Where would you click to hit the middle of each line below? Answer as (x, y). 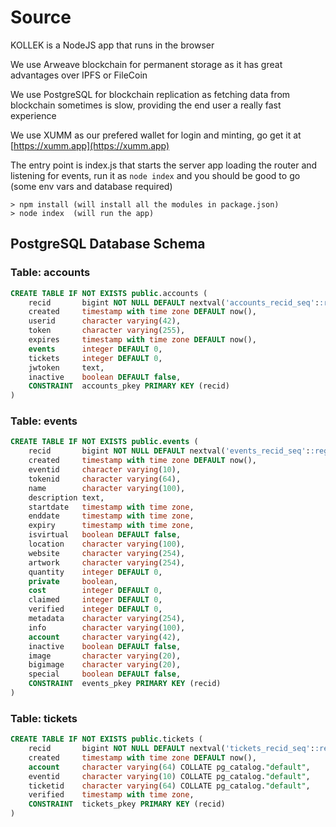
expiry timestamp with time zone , (111, 526)
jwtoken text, (66, 367)
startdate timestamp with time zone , (111, 507)
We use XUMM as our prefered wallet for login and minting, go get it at (156, 135)
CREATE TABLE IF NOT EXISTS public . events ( (104, 442)
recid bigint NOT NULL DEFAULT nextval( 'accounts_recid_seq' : (174, 302)
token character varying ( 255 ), (107, 331)
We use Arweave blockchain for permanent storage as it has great (146, 64)
